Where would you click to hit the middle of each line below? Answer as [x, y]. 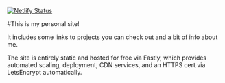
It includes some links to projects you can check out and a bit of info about [113, 37]
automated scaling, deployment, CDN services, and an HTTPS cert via [106, 65]
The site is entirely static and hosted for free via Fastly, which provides [107, 58]
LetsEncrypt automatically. [45, 72]
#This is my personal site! [44, 24]
